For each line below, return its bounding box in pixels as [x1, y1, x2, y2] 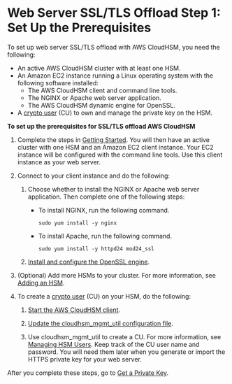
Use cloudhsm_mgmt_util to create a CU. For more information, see [27, 332, 222, 341]
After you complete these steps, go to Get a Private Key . [7, 369, 169, 377]
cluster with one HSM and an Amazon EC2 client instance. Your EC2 [17, 143, 214, 151]
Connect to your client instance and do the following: [17, 171, 170, 180]
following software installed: [17, 78, 99, 87]
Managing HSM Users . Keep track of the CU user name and [27, 340, 200, 348]
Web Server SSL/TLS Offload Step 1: [7, 5, 222, 21]
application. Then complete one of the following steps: [27, 192, 185, 201]
